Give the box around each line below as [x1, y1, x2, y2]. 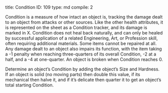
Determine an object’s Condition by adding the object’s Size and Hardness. [5, 66, 159, 72]
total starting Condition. [5, 82, 54, 88]
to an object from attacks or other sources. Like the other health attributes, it [5, 19, 163, 25]
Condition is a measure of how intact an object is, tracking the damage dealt [5, 14, 163, 19]
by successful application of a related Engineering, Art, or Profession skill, [5, 35, 158, 41]
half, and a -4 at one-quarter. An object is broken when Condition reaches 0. [5, 56, 163, 62]
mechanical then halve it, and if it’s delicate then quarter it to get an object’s [5, 77, 161, 82]
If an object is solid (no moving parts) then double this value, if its [5, 71, 140, 77]
